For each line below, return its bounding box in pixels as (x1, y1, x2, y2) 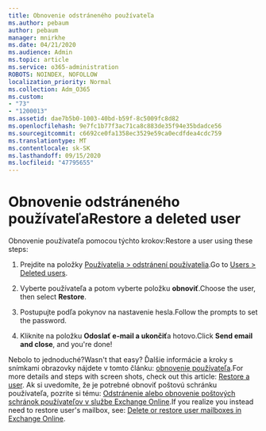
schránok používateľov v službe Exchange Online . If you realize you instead (8, 397, 254, 406)
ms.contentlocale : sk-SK (8, 144, 91, 152)
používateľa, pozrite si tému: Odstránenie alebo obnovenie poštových (8, 389, 236, 399)
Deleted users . (19, 269, 68, 278)
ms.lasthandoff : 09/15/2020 (8, 151, 102, 159)
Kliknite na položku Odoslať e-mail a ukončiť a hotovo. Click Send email (19, 331, 253, 341)
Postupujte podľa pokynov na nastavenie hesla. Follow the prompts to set (19, 307, 258, 317)
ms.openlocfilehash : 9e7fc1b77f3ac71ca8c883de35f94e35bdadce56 (8, 122, 222, 130)
